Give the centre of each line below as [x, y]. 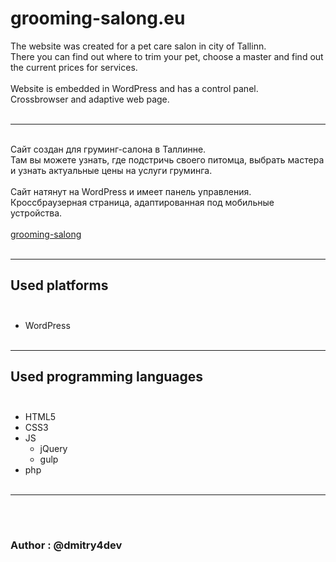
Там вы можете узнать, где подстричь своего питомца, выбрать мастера [167, 159]
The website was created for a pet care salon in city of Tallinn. [138, 46]
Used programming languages [107, 377]
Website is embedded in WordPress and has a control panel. [134, 88]
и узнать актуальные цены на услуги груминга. [111, 170]
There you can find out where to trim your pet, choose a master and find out [167, 56]
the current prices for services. [74, 67]
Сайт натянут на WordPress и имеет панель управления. [131, 191]
